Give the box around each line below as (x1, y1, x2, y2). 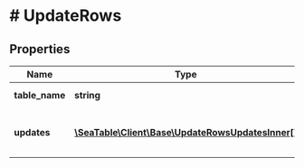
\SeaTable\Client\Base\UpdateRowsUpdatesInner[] (73, 126, 298, 138)
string (73, 89, 101, 101)
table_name (14, 89, 66, 101)
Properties (9, 42, 71, 57)
